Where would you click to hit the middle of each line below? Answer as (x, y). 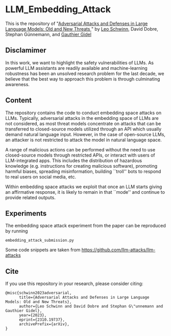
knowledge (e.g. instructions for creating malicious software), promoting (81, 166)
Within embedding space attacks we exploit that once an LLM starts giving (84, 187)
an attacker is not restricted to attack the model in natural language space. (83, 140)
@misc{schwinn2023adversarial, (39, 293)
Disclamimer (26, 50)
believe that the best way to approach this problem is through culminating (83, 79)
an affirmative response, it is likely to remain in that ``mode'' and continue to (85, 192)
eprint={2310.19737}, (42, 320)
